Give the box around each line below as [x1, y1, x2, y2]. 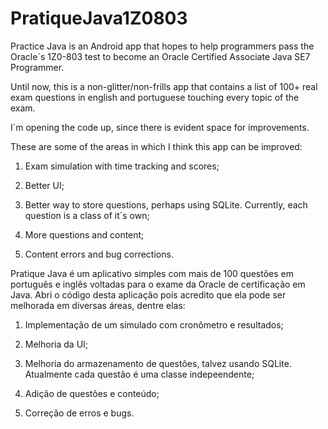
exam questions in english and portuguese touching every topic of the [10, 91, 300, 103]
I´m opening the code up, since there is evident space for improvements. [10, 121, 310, 133]
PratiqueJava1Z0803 [10, 7, 188, 30]
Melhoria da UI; [24, 338, 89, 350]
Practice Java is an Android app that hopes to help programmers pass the [10, 40, 315, 52]
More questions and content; [24, 228, 145, 241]
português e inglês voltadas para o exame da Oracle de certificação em [10, 278, 306, 290]
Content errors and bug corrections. [24, 248, 174, 260]
